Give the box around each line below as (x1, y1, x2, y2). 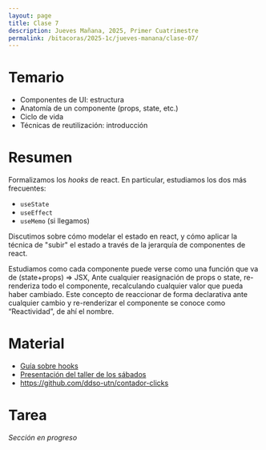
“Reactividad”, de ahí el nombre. (8, 307, 115, 316)
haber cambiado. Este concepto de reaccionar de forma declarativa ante (8, 290, 248, 299)
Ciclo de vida (19, 112, 64, 122)
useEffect (19, 209, 54, 217)
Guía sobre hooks (19, 361, 79, 371)
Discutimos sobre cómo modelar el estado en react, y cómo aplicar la (8, 231, 238, 241)
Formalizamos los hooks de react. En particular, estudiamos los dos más (8, 175, 247, 185)
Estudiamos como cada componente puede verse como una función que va (8, 264, 259, 274)
